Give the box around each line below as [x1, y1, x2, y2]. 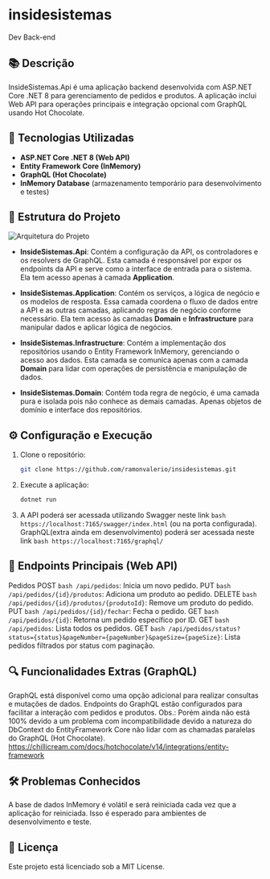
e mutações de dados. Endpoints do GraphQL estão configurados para [8, 699, 243, 708]
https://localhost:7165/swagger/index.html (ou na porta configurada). [19, 518, 257, 529]
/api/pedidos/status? [168, 624, 241, 633]
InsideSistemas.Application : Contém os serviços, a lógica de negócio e [19, 288, 260, 298]
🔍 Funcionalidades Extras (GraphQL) [8, 665, 198, 678]
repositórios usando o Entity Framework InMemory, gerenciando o [19, 346, 239, 356]
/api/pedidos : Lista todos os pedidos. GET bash [8, 623, 166, 633]
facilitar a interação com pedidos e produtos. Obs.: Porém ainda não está [8, 707, 251, 717]
